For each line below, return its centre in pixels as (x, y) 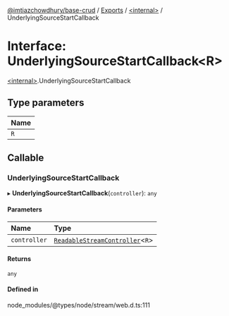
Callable (26, 158)
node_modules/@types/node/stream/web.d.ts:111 (79, 305)
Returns (19, 259)
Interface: (37, 46)
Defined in (23, 289)
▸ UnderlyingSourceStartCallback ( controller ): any (82, 193)
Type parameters (46, 103)
